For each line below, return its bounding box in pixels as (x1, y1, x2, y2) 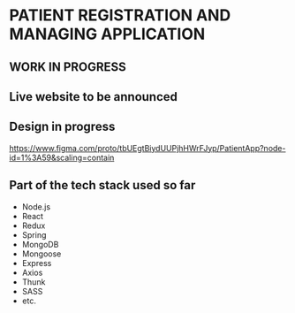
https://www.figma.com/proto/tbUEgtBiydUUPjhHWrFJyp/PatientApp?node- (9, 142, 286, 153)
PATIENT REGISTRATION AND (9, 5, 231, 26)
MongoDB (21, 239, 59, 249)
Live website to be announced (9, 89, 178, 104)
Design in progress (9, 119, 116, 134)
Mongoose (21, 248, 62, 259)
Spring (21, 229, 47, 240)
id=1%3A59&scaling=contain (9, 152, 115, 163)
